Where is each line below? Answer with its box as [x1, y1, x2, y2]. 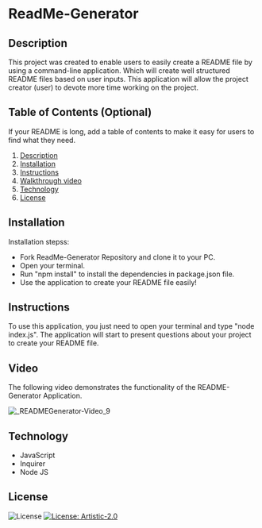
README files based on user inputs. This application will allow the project [8, 75, 249, 83]
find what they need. [8, 135, 76, 145]
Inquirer [19, 459, 46, 468]
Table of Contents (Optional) [8, 106, 152, 119]
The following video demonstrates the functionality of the [8, 383, 196, 392]
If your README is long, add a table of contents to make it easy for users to [8, 126, 255, 136]
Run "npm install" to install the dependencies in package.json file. [19, 269, 235, 279]
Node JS [19, 468, 49, 477]
